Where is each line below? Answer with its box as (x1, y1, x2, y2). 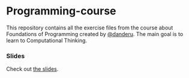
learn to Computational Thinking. (6, 37, 88, 44)
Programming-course (6, 4, 116, 18)
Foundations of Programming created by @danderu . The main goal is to (6, 30, 184, 37)
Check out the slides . (6, 65, 59, 73)
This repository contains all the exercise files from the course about (6, 24, 173, 31)
